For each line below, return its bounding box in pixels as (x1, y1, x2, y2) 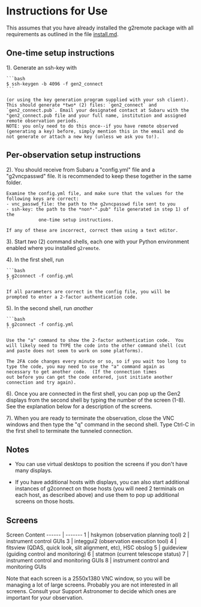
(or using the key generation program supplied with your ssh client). (6, 96, 189, 103)
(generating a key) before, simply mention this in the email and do (6, 128, 184, 134)
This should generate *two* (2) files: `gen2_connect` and (6, 102, 157, 108)
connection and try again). (6, 379, 77, 385)
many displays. (14, 467, 53, 474)
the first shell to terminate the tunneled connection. (6, 427, 133, 434)
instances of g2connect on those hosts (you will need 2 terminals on (14, 485, 185, 492)
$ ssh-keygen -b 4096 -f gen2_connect (6, 81, 103, 87)
